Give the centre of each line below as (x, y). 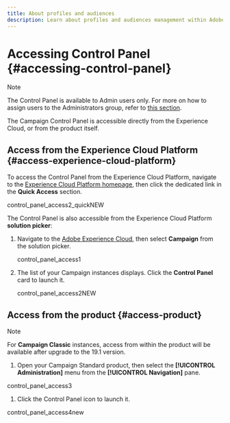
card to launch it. (41, 280)
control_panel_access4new (46, 413)
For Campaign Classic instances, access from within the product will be (109, 345)
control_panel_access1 (49, 259)
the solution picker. (44, 246)
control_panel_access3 (40, 386)
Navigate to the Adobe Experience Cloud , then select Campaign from (115, 239)
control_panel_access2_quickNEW (56, 205)
